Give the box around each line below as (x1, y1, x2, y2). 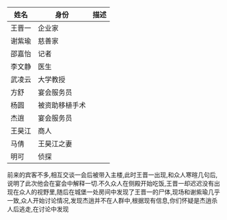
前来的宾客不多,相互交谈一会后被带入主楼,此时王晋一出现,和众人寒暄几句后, (7, 171, 218, 179)
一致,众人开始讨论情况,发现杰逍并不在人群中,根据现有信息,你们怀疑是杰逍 (7, 197, 212, 204)
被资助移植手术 (38, 101, 87, 110)
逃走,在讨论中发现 (18, 205, 70, 213)
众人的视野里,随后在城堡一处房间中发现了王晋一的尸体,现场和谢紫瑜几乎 (18, 188, 221, 196)
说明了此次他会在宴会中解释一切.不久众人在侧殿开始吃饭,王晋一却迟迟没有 (7, 180, 215, 187)
